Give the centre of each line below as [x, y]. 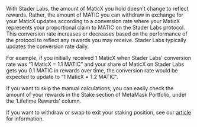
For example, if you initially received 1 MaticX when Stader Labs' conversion [98, 58]
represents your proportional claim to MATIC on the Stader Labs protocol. [96, 27]
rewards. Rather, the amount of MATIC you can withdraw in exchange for [95, 15]
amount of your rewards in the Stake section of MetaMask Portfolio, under [96, 95]
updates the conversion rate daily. [48, 46]
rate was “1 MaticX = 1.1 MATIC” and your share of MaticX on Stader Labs [95, 64]
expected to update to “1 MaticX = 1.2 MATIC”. [62, 77]
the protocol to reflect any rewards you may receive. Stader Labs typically [96, 40]
